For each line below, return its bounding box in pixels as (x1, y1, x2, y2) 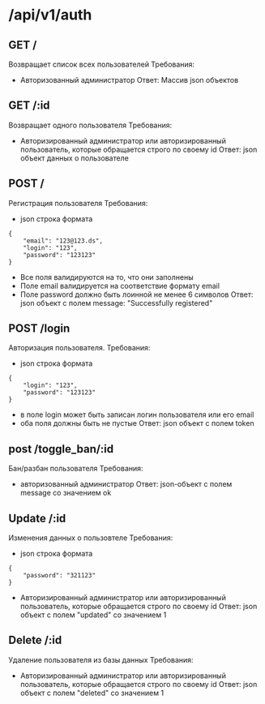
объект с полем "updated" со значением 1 (19, 610, 167, 620)
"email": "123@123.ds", (23, 237, 104, 245)
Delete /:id (8, 633, 62, 647)
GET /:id (8, 99, 50, 113)
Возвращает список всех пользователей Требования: (8, 59, 195, 69)
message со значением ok (19, 488, 112, 498)
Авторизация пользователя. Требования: (8, 343, 151, 353)
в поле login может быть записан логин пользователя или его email (19, 410, 254, 419)
